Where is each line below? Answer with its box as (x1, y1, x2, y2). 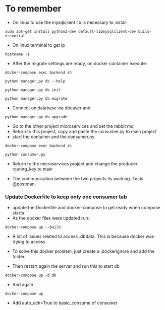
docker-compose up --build (5, 225, 61, 230)
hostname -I (5, 52, 30, 57)
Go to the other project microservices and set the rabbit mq (12, 123, 134, 129)
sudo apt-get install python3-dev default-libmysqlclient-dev (5, 29, 136, 34)
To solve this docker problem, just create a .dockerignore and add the (12, 248, 155, 254)
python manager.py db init (5, 87, 61, 92)
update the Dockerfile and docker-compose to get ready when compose (12, 205, 161, 211)
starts (12, 210, 25, 216)
